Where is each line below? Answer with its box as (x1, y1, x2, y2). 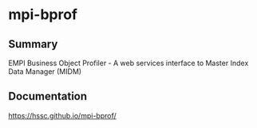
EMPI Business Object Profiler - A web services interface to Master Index (8, 58, 249, 68)
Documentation (8, 90, 88, 103)
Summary (8, 37, 58, 51)
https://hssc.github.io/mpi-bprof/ (8, 111, 117, 120)
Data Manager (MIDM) (8, 67, 82, 76)
